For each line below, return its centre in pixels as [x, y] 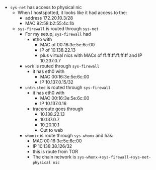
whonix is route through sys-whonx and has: [69, 136]
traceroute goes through [58, 109]
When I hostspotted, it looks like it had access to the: [72, 13]
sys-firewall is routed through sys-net [58, 29]
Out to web [52, 130]
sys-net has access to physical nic [46, 7]
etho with [42, 39]
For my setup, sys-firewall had [58, 34]
